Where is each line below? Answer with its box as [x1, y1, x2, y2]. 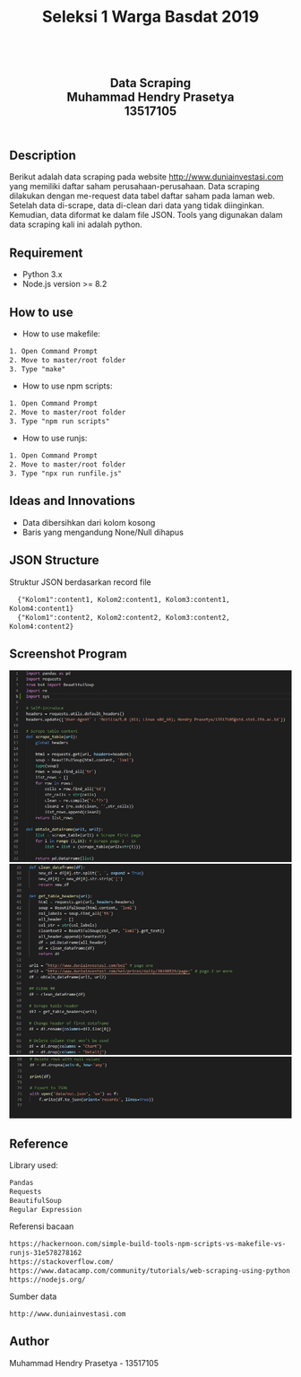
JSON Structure [9, 553, 99, 568]
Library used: [9, 1160, 58, 1171]
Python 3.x [21, 269, 63, 280]
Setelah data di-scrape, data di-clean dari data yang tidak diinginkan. [9, 200, 265, 211]
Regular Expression [9, 1206, 82, 1215]
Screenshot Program [9, 647, 128, 662]
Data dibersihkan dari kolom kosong [21, 517, 156, 527]
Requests [9, 1188, 42, 1197]
